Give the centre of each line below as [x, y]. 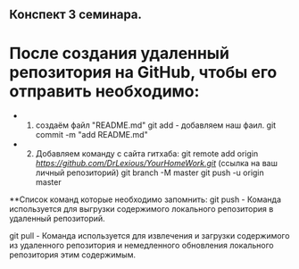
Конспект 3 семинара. [76, 15]
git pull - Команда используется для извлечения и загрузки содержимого [149, 236]
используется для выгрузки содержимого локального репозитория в [141, 209]
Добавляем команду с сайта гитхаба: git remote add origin [147, 154]
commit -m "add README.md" [92, 135]
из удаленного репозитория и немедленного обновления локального [141, 246]
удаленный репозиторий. [57, 219]
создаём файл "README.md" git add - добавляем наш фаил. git [156, 125]
